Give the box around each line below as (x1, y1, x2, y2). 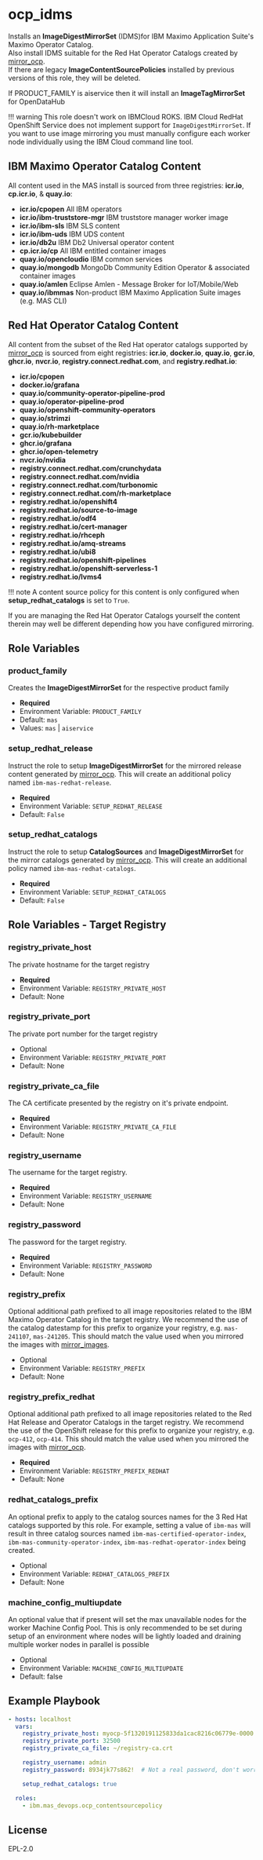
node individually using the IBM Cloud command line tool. (8, 137, 194, 146)
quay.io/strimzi (19, 413, 70, 423)
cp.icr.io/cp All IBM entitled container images (19, 246, 167, 255)
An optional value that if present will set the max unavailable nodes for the (8, 1614, 247, 1624)
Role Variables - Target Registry (8, 918, 167, 932)
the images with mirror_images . (8, 1340, 110, 1349)
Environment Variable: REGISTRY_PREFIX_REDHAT (19, 1466, 170, 1476)
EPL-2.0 (8, 1844, 34, 1854)
